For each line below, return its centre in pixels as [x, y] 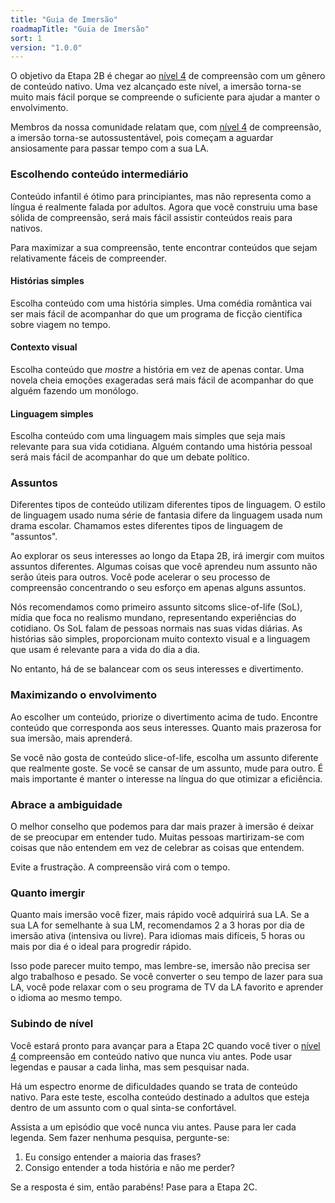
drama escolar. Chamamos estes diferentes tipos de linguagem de [146, 526]
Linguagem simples [52, 413]
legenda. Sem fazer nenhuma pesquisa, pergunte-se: [120, 1137]
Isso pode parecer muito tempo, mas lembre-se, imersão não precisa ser [160, 966]
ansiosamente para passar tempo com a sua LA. [110, 148]
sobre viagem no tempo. [61, 324]
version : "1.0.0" [46, 47]
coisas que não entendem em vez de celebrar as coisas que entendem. [157, 848]
